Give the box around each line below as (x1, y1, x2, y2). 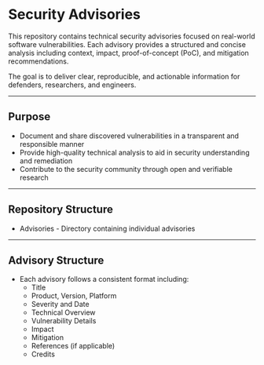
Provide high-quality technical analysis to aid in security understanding (19, 148, 250, 157)
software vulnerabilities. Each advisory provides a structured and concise (8, 39, 246, 49)
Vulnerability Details (31, 316, 97, 326)
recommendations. (8, 57, 69, 66)
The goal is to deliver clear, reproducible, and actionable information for (8, 71, 240, 81)
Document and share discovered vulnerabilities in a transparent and (19, 131, 240, 141)
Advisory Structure (8, 254, 104, 267)
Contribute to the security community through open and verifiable (19, 164, 233, 173)
